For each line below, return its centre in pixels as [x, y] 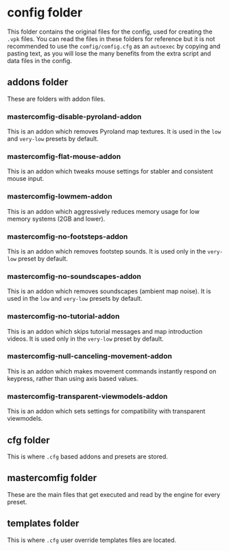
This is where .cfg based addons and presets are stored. [87, 456]
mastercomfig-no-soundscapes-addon [74, 276]
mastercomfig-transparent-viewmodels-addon [87, 396]
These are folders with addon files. [56, 99]
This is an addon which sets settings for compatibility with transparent [106, 411]
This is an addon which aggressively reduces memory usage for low [104, 211]
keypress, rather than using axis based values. [73, 378]
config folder [45, 13]
